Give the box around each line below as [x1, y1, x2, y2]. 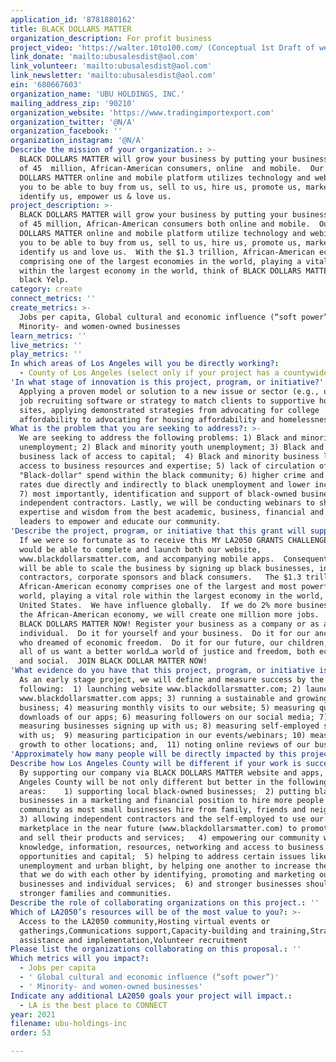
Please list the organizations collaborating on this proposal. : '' [10, 944, 302, 955]
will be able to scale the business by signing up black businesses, [19, 563, 315, 573]
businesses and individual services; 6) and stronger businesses [19, 879, 302, 890]
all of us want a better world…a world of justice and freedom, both [19, 647, 315, 657]
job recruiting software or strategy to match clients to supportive [19, 396, 315, 406]
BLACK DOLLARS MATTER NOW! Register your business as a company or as [19, 619, 320, 629]
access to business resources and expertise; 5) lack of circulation [19, 461, 315, 471]
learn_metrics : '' [10, 331, 87, 341]
